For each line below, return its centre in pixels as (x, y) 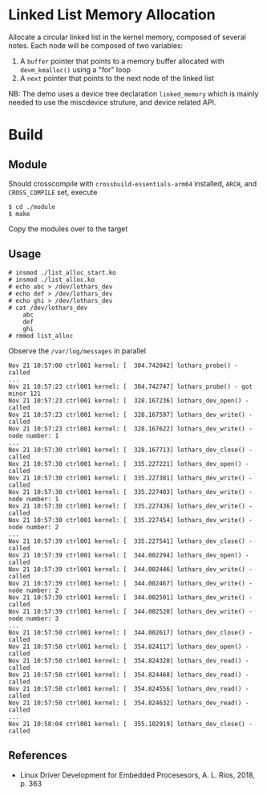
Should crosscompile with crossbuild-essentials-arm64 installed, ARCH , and (133, 183)
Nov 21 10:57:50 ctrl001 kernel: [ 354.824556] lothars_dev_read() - (129, 688)
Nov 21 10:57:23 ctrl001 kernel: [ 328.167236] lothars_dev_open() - (129, 400)
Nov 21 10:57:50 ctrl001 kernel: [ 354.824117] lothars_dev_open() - (129, 647)
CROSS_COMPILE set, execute (53, 192)
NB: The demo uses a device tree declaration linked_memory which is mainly (133, 93)
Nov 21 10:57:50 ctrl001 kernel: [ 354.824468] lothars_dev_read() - (129, 675)
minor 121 (25, 394)
